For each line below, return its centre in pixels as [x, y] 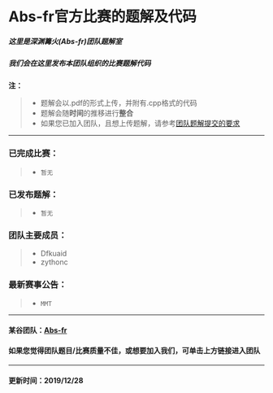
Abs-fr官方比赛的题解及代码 [102, 17]
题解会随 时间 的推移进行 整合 [87, 113]
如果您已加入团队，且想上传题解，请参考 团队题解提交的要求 [140, 123]
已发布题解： [34, 194]
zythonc [54, 262]
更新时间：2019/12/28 [46, 381]
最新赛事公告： [38, 285]
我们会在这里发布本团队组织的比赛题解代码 [80, 63]
